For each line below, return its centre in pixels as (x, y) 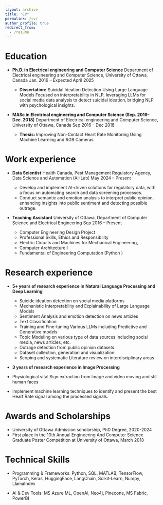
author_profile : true (27, 23)
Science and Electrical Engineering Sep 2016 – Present (67, 223)
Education (26, 56)
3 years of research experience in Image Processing (66, 367)
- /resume (19, 32)
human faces (25, 382)
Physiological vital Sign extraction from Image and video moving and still (85, 376)
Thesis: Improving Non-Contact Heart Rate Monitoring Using (81, 134)
